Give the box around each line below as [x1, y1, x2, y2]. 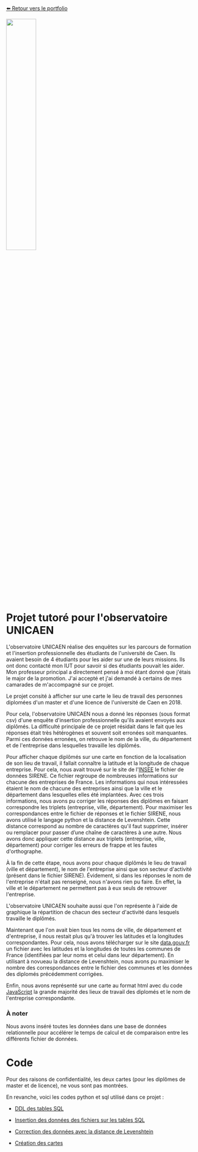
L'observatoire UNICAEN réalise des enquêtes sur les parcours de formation [6, 643, 191, 650]
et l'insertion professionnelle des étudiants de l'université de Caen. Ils [6, 649, 176, 656]
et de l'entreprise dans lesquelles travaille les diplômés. [6, 742, 141, 749]
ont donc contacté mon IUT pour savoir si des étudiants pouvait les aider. [6, 662, 184, 669]
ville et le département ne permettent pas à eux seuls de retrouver [6, 884, 167, 891]
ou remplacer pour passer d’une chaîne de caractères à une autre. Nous [6, 829, 182, 836]
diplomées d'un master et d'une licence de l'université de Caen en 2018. [6, 698, 182, 706]
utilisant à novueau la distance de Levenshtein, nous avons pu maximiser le [6, 958, 190, 965]
